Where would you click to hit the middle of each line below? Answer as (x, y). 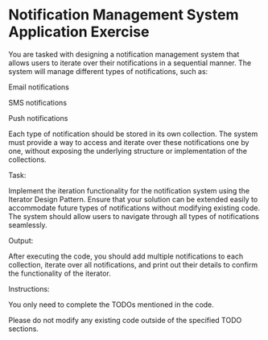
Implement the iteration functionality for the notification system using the (129, 190)
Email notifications (39, 87)
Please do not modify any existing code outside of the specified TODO (125, 320)
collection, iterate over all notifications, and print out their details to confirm (133, 264)
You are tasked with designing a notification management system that (124, 54)
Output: (21, 240)
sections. (23, 329)
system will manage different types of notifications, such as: (108, 71)
